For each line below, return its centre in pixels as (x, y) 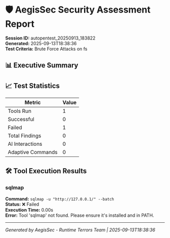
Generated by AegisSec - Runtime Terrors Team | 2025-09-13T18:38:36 (80, 230)
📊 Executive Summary (42, 66)
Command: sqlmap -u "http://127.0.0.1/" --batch (60, 199)
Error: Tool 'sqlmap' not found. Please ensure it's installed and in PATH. (80, 215)
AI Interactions (25, 144)
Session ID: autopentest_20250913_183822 (50, 38)
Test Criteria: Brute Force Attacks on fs (46, 49)
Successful (21, 120)
